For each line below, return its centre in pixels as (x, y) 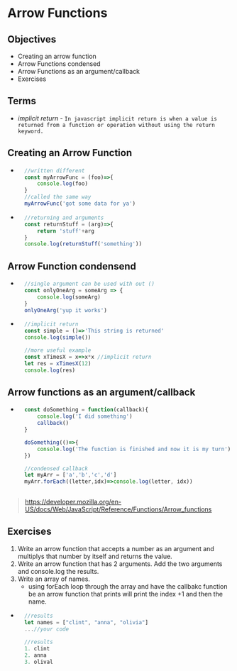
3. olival (39, 662)
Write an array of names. (54, 579)
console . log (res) (50, 370)
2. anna (36, 655)
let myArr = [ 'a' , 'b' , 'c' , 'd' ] (71, 475)
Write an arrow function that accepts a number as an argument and (116, 548)
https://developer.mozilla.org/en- (73, 502)
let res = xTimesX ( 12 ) (58, 363)
